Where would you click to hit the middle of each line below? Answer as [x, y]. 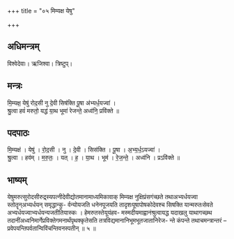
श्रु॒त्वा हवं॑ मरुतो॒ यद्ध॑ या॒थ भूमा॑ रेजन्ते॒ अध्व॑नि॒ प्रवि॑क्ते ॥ [63, 110]
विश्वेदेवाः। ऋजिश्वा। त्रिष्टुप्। [40, 64]
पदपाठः [18, 133]
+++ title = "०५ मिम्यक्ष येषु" [41, 11]
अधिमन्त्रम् [23, 46]
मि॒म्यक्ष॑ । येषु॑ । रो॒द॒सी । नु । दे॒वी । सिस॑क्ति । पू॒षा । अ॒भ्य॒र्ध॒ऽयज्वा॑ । [84, 150]
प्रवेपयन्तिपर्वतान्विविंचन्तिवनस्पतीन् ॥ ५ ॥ [52, 229]
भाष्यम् [17, 180]
